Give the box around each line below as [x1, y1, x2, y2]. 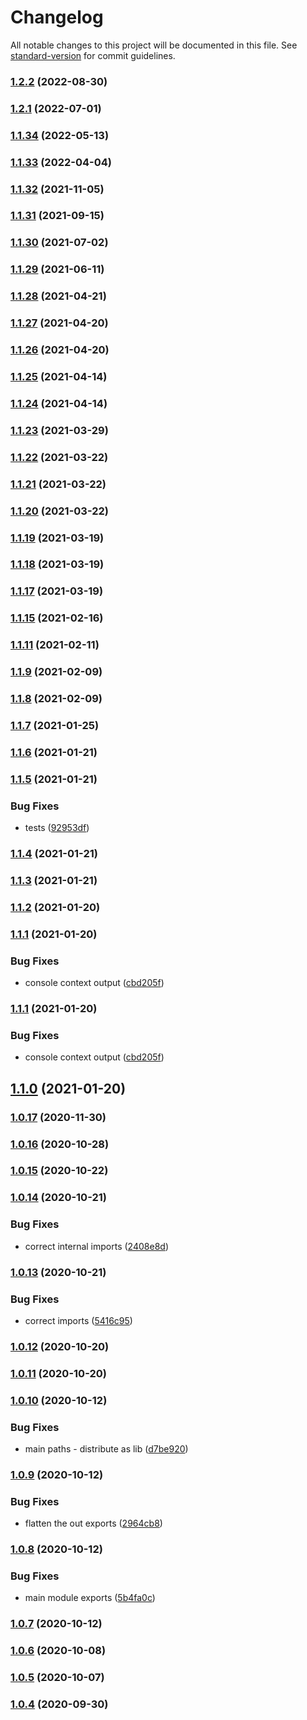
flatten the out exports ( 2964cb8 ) [24, 1517, 163, 1530]
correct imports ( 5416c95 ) [24, 1314, 133, 1326]
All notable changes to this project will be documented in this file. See [10, 39, 298, 51]
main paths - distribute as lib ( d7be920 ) [24, 1442, 189, 1455]
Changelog [10, 6, 104, 29]
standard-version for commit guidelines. [10, 49, 176, 61]
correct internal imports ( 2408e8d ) [24, 1240, 169, 1252]
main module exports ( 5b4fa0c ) [24, 1592, 156, 1604]
